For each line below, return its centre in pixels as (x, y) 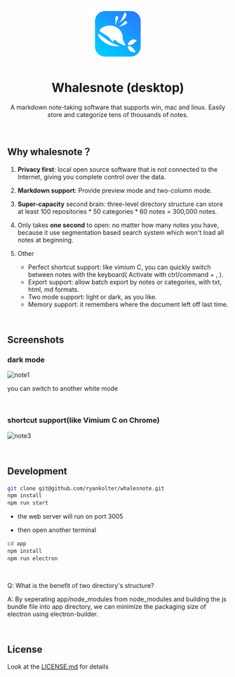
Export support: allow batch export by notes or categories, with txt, (125, 282)
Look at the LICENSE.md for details (58, 666)
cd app (17, 544)
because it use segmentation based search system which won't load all (121, 232)
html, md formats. (53, 289)
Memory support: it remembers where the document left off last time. (128, 304)
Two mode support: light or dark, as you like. (92, 296)
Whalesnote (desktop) (118, 88)
